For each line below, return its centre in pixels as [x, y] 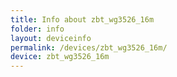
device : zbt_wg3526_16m [60, 57]
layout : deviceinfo [51, 38]
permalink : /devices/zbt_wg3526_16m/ [89, 47]
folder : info [37, 29]
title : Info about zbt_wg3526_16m [82, 19]
